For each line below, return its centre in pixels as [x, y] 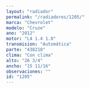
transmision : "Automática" [39, 44]
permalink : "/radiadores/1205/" [45, 17]
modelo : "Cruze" [26, 28]
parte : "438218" [26, 50]
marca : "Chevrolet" [30, 22]
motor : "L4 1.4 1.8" [31, 39]
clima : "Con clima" [30, 55]
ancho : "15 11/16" [28, 66]
